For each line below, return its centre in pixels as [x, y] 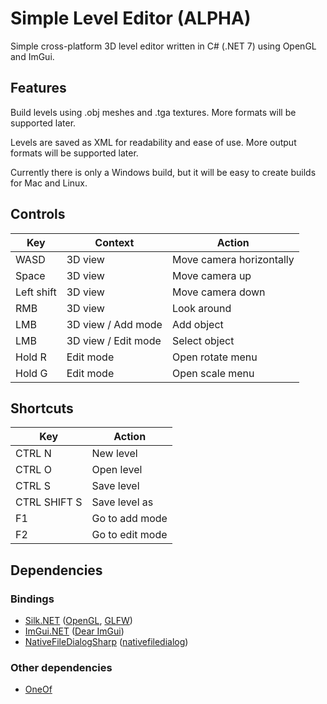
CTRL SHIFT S [49, 502]
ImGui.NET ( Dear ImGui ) [74, 631]
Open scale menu [213, 373]
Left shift [36, 292]
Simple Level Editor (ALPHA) [131, 18]
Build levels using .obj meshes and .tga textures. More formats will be [153, 112]
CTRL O [33, 470]
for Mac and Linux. [49, 183]
